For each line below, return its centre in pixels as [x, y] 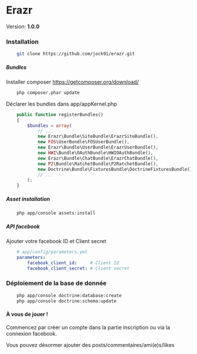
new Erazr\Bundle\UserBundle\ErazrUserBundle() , [98, 147]
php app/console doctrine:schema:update [67, 301]
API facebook [23, 226]
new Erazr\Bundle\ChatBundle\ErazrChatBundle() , [98, 158]
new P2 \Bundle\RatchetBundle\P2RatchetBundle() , [98, 164]
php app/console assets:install [56, 213]
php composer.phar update [48, 93]
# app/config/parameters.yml [52, 252]
